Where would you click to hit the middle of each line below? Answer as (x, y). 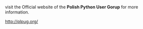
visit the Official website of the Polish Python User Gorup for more (71, 7)
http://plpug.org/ (22, 22)
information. (17, 12)
